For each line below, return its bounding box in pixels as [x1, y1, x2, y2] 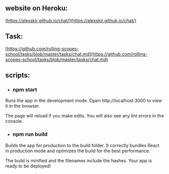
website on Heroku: [5, 4, 68, 13]
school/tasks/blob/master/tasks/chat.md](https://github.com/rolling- [5, 51, 148, 57]
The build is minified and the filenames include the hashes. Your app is [5, 157, 152, 163]
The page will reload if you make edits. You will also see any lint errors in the [5, 113, 164, 119]
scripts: [5, 71, 30, 80]
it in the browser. [5, 103, 40, 109]
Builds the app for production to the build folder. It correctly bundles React [5, 142, 160, 148]
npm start [12, 86, 37, 93]
